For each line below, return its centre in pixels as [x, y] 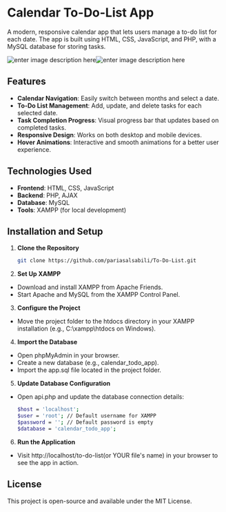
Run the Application [46, 442]
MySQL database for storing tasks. [56, 46]
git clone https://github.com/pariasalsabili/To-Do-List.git [107, 261]
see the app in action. [48, 462]
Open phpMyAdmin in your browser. [68, 355]
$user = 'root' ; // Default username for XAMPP [86, 416]
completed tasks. [42, 127]
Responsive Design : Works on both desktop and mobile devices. [109, 135]
